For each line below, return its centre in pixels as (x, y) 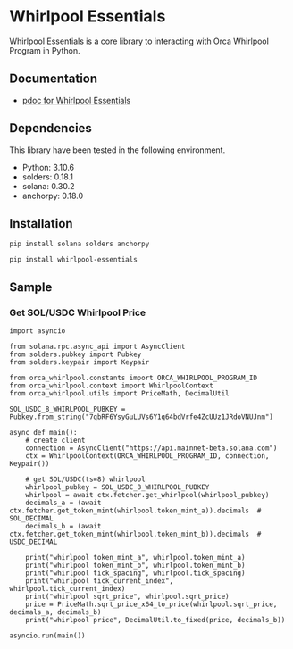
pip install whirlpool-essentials (74, 260)
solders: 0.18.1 (48, 177)
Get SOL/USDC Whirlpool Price (78, 312)
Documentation (54, 79)
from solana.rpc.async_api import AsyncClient (97, 347)
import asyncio (38, 331)
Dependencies (50, 128)
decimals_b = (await (63, 527)
